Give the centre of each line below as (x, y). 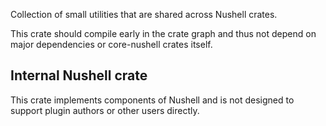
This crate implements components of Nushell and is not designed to (152, 100)
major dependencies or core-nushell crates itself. (111, 44)
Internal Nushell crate (79, 75)
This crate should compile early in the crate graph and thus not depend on (163, 33)
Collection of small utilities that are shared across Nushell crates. (144, 14)
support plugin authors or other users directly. (105, 110)
